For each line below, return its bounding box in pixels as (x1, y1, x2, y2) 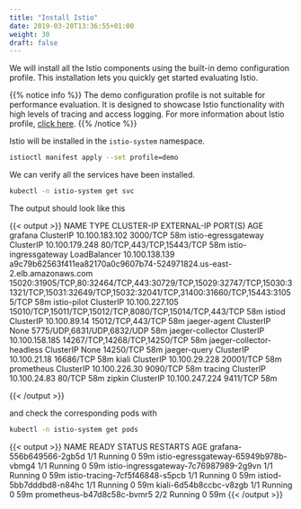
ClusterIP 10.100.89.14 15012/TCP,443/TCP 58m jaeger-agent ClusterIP (9, 316, 271, 326)
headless (9, 345, 43, 355)
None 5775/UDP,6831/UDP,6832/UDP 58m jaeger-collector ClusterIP (9, 325, 265, 336)
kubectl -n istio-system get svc (9, 187, 135, 196)
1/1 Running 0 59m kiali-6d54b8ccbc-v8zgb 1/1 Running (85, 479, 293, 490)
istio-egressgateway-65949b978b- (156, 451, 288, 461)
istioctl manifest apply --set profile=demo (9, 154, 179, 162)
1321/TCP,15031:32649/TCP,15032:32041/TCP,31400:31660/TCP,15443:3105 (9, 287, 292, 297)
